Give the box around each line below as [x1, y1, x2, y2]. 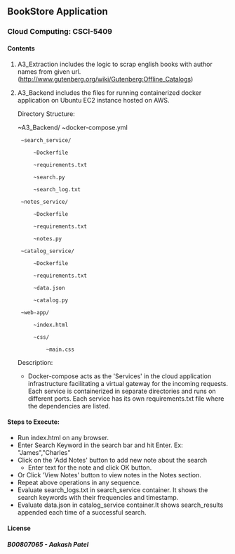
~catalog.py [33, 297, 69, 304]
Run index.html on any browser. [17, 433, 109, 442]
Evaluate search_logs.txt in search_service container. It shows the [17, 485, 208, 494]
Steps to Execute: [7, 418, 60, 426]
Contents [7, 44, 35, 52]
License [7, 524, 32, 533]
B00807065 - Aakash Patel [7, 540, 89, 548]
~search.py [33, 174, 65, 181]
